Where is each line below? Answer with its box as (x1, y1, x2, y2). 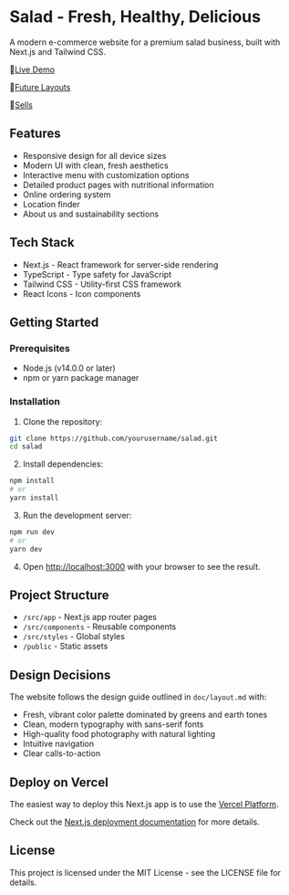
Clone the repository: (22, 416, 103, 426)
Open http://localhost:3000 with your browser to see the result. (22, 561, 262, 572)
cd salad (9, 442, 43, 451)
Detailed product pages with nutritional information (22, 179, 214, 190)
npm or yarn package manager (22, 373, 139, 384)
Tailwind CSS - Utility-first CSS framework (22, 279, 182, 290)
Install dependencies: (22, 458, 104, 469)
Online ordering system (22, 189, 111, 200)
